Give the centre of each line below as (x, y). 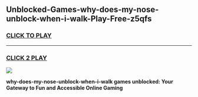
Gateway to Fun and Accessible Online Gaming (65, 88)
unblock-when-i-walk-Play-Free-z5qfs (79, 19)
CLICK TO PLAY (29, 36)
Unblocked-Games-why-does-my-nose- (82, 10)
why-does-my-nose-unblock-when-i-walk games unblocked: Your (90, 81)
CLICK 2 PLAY (27, 58)
